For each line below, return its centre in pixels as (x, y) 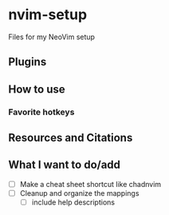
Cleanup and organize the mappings (79, 193)
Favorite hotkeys (41, 112)
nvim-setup (48, 15)
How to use (37, 89)
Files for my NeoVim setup (52, 37)
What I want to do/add (65, 165)
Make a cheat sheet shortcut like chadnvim (90, 184)
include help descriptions (73, 202)
